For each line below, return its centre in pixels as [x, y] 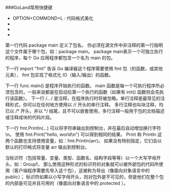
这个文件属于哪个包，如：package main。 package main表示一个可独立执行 [84, 51]
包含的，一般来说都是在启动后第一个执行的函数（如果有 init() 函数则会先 [84, 92]
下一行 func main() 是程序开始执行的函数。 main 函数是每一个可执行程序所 [83, 86]
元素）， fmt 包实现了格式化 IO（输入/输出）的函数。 [59, 75]
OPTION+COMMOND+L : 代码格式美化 [53, 18]
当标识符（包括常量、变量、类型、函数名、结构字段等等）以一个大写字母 [81, 158]
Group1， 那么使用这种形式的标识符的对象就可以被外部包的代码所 [91, 164]
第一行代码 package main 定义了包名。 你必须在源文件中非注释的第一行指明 [84, 45]
